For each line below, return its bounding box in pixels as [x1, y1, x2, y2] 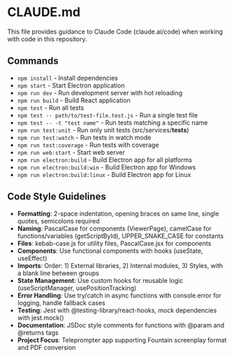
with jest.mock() [17, 313, 64, 322]
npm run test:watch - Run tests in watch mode [17, 133, 152, 141]
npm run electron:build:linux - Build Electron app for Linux [17, 170, 191, 178]
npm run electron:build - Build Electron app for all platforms [17, 155, 192, 164]
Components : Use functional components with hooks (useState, [17, 246, 203, 255]
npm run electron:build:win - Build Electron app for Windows [17, 162, 196, 171]
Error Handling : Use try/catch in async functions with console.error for [17, 291, 222, 300]
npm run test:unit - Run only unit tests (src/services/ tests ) [17, 125, 190, 134]
